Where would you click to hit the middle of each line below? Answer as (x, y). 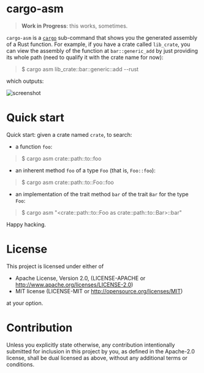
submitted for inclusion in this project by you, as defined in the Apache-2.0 (100, 351)
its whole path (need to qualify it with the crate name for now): (85, 57)
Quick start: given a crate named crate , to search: (69, 134)
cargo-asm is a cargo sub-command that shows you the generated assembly (102, 37)
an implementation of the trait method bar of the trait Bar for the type (102, 194)
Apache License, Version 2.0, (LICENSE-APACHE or (80, 278)
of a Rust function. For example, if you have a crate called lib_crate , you (98, 44)
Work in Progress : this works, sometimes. (74, 26)
